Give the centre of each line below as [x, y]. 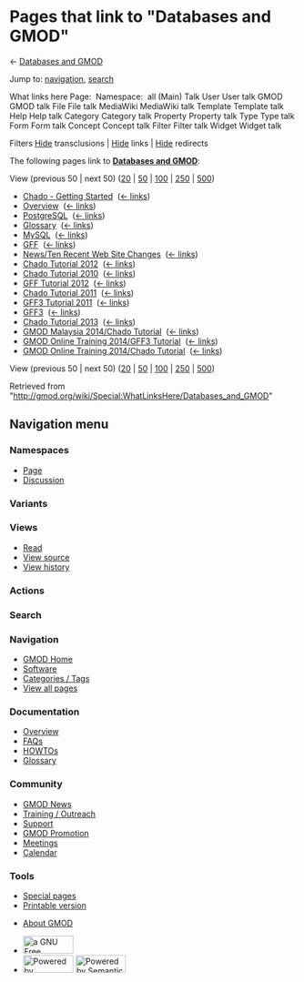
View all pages [50, 688]
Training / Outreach [59, 814]
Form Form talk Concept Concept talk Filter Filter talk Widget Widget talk [146, 126]
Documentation [45, 712]
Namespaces [40, 451]
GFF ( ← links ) [49, 244]
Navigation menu [59, 425]
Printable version [54, 905]
